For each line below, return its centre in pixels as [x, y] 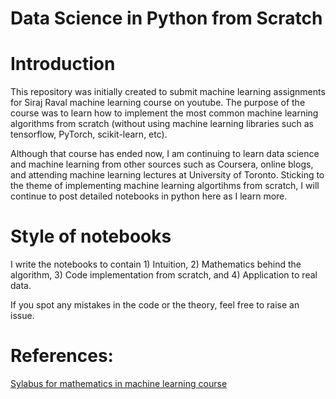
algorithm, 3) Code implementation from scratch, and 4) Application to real [164, 275]
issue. [22, 316]
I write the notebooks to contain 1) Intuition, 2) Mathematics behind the [156, 264]
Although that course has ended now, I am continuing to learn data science [165, 154]
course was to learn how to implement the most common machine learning [164, 113]
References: [62, 356]
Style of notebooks [91, 236]
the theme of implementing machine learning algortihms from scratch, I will [165, 186]
